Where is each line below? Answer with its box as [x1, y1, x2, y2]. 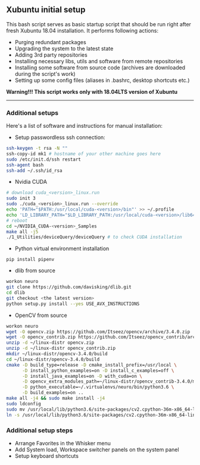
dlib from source [14, 267, 55, 274]
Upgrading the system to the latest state [14, 45, 114, 52]
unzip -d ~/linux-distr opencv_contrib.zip [6, 346, 116, 352]
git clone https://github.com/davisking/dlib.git [6, 284, 132, 290]
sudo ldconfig [6, 401, 42, 407]
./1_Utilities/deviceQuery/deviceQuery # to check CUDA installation [6, 234, 183, 241]
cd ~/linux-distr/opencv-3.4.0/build [6, 356, 100, 362]
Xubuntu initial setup [6, 5, 86, 15]
